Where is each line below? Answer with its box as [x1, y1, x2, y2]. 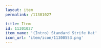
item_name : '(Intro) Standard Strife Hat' [5, 31, 97, 36]
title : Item [5, 21, 31, 26]
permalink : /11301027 [5, 12, 52, 17]
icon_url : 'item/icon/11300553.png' [5, 35, 84, 40]
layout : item [5, 7, 33, 13]
